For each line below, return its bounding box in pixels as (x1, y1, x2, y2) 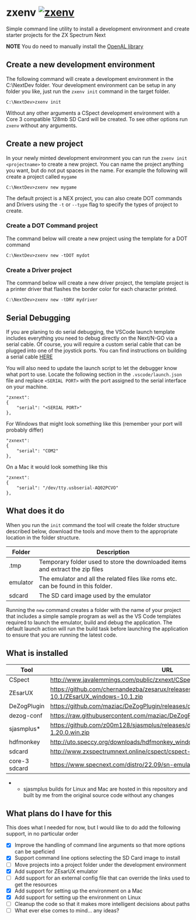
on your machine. (6, 383, 48, 390)
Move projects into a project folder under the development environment (14, 861, 187, 868)
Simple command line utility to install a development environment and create (6, 25, 190, 32)
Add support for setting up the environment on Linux (14, 894, 141, 901)
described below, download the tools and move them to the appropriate (6, 528, 178, 535)
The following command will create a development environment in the (6, 75, 174, 82)
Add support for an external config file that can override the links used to (14, 874, 190, 881)
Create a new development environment (6, 60, 155, 70)
